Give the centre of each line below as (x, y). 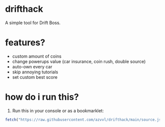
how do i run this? (42, 97)
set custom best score (35, 77)
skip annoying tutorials (35, 72)
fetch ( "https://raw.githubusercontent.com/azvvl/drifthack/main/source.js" (84, 120)
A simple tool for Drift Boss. (33, 23)
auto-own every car (32, 66)
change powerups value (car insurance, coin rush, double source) (79, 61)
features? (25, 43)
